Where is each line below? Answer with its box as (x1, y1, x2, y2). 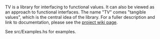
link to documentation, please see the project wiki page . (5, 19, 118, 25)
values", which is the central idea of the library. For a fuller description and (5, 14, 155, 20)
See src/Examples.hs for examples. (5, 29, 76, 34)
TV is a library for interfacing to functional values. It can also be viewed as (5, 4, 155, 10)
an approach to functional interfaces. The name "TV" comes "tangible (5, 9, 146, 15)
